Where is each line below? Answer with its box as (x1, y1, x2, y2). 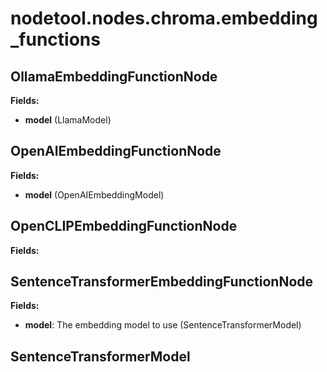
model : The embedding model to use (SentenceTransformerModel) (24, 319, 302, 331)
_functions (10, 28, 101, 51)
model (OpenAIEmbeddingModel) (24, 188, 165, 201)
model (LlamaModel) (24, 114, 112, 126)
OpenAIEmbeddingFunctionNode (10, 143, 222, 160)
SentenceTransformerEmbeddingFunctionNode (10, 273, 314, 291)
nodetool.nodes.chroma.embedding (10, 7, 318, 30)
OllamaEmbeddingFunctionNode (10, 68, 218, 85)
